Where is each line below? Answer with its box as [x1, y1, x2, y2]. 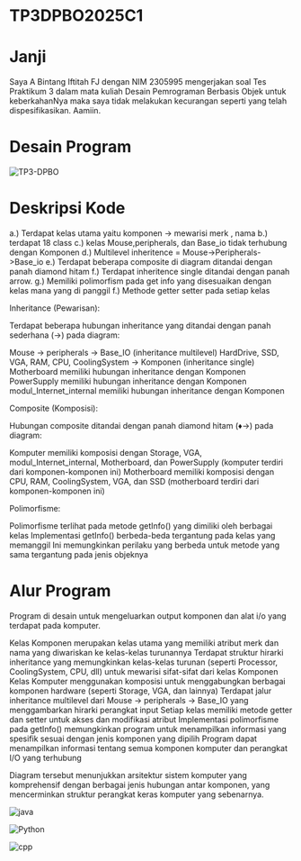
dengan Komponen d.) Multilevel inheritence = [9, 247, 181, 258]
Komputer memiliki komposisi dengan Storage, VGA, [9, 448, 202, 458]
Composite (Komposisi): [9, 403, 99, 413]
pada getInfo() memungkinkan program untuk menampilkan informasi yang [9, 723, 288, 734]
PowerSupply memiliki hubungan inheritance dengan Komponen [9, 376, 247, 386]
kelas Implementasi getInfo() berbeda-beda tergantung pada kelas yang [9, 530, 276, 540]
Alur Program [9, 581, 111, 602]
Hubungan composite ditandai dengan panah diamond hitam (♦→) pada [9, 421, 274, 430]
